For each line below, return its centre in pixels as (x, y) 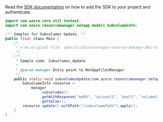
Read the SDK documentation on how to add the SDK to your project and (78, 7)
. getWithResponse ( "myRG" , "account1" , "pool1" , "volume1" (99, 97)
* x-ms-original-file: (39, 48)
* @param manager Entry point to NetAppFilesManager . (71, 70)
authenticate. (18, 12)
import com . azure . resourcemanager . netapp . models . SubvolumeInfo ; (71, 25)
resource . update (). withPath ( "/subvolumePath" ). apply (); (80, 106)
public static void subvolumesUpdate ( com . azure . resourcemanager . (81, 79)
